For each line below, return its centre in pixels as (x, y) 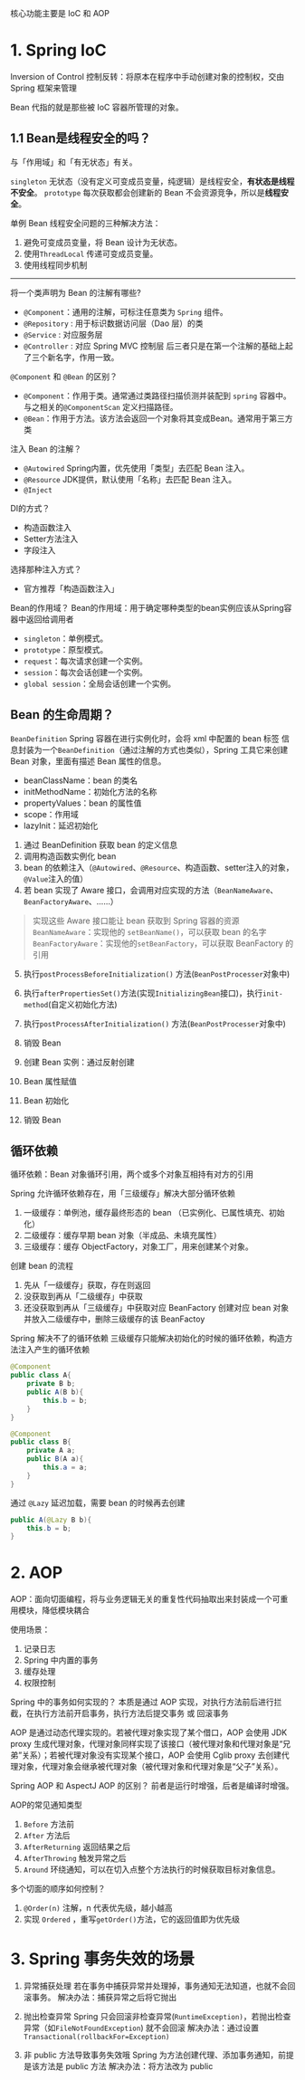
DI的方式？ (30, 508)
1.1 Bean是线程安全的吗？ (81, 138)
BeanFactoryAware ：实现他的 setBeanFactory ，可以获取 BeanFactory (158, 943)
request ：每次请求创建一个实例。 (85, 661)
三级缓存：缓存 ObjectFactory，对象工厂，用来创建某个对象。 (138, 1246)
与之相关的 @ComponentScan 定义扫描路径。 (100, 406)
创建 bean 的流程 (42, 1266)
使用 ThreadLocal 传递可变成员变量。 (91, 253)
